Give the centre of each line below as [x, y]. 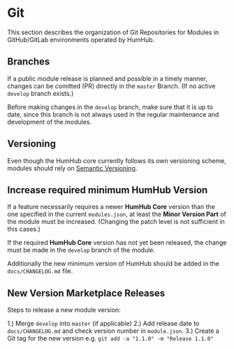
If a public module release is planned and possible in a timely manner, [107, 78]
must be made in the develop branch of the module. [81, 250]
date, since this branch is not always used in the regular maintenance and [113, 114]
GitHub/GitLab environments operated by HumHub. [81, 39]
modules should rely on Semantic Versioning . [72, 168]
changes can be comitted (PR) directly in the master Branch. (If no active [111, 86]
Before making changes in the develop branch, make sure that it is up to [110, 107]
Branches [29, 62]
